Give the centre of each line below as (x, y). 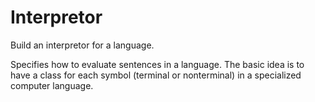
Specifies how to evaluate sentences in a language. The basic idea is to (157, 64)
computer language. (52, 85)
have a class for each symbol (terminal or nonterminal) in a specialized (156, 75)
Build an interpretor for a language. (82, 45)
